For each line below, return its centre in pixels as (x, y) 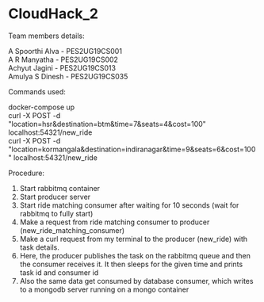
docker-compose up (42, 107)
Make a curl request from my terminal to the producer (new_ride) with (134, 239)
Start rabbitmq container (60, 188)
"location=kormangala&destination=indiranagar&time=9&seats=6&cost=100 (132, 149)
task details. (39, 247)
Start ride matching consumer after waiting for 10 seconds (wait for (129, 205)
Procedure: (27, 173)
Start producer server (55, 197)
